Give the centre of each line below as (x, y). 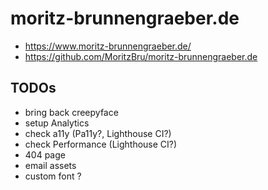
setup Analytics (57, 123)
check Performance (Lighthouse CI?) (101, 144)
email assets (50, 165)
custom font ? (53, 176)
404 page (45, 154)
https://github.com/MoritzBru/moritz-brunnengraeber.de (141, 56)
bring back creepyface (71, 112)
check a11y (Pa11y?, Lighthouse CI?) (98, 133)
